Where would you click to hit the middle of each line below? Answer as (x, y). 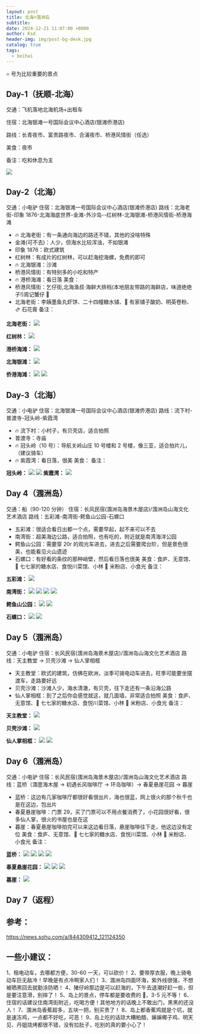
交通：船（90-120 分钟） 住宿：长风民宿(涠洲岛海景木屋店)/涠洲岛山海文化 (98, 509)
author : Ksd (21, 34)
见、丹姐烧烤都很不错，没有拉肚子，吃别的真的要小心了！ (76, 1024)
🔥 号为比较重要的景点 (32, 74)
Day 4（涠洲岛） (37, 494)
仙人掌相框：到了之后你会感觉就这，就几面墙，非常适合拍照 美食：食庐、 (104, 695)
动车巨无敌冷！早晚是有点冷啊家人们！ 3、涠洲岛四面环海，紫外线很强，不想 (100, 980)
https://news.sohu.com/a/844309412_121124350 (66, 937)
